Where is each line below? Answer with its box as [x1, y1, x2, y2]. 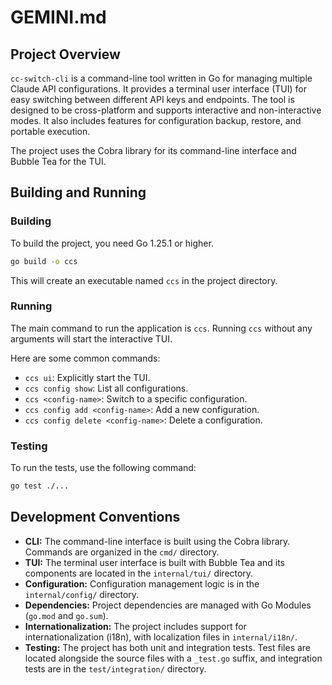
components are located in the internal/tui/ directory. [24, 567, 254, 579]
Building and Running [10, 184, 147, 201]
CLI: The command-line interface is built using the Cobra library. [24, 535, 291, 547]
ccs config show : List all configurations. [24, 382, 189, 394]
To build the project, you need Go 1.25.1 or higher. [10, 237, 214, 249]
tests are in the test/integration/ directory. [24, 662, 207, 675]
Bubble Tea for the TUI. [10, 156, 107, 167]
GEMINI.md [10, 6, 107, 29]
